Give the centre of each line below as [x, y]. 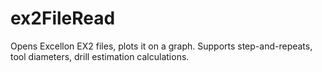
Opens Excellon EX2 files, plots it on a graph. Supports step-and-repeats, [161, 46]
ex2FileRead [63, 18]
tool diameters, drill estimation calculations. [100, 56]
